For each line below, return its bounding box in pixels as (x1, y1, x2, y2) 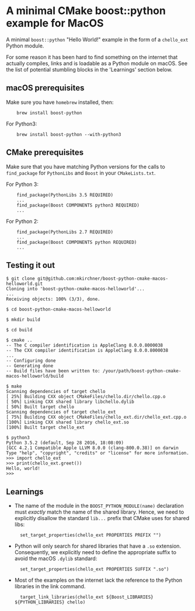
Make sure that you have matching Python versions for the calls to (6, 163, 165, 170)
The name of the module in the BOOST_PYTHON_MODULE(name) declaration (14, 503, 184, 510)
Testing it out (6, 260, 55, 270)
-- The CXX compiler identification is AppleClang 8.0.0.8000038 (6, 348, 168, 354)
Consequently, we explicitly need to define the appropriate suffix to (14, 549, 177, 556)
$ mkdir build (6, 317, 41, 323)
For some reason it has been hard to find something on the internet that (6, 53, 178, 60)
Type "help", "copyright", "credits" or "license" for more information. (6, 450, 190, 456)
